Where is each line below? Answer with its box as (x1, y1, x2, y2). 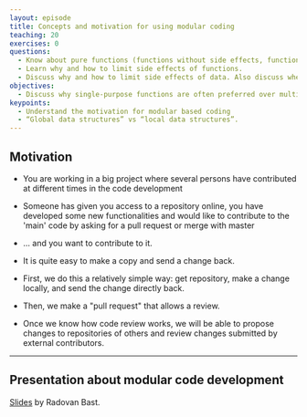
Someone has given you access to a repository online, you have (22, 200, 264, 211)
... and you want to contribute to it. (22, 237, 153, 248)
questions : (9, 47, 51, 57)
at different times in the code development (22, 182, 183, 193)
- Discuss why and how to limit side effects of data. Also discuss (17, 73, 284, 82)
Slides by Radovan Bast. (9, 396, 101, 407)
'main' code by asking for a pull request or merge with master (22, 220, 255, 231)
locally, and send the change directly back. (22, 282, 185, 293)
